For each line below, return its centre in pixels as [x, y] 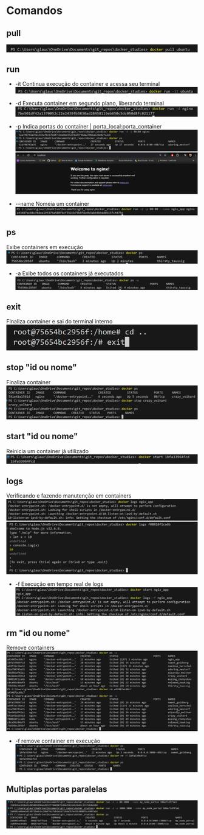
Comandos [34, 11]
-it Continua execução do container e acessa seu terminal [87, 84]
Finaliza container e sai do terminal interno [59, 322]
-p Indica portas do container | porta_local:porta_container [88, 127]
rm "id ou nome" [39, 633]
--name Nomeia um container [52, 203]
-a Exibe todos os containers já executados [69, 273]
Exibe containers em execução [45, 247]
